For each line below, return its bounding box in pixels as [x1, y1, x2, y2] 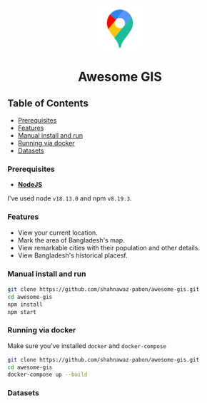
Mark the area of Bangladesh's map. [17, 235, 125, 244]
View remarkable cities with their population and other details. [17, 243, 201, 252]
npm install [7, 301, 43, 308]
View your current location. [17, 228, 98, 237]
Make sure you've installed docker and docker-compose [7, 341, 166, 350]
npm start [7, 308, 37, 315]
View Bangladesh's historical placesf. [17, 251, 128, 260]
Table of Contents [7, 97, 89, 109]
